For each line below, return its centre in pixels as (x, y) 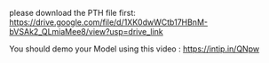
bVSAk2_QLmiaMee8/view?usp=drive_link (87, 31)
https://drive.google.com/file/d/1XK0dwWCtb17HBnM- (109, 22)
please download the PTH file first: (72, 13)
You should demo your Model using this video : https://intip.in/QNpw (134, 49)
